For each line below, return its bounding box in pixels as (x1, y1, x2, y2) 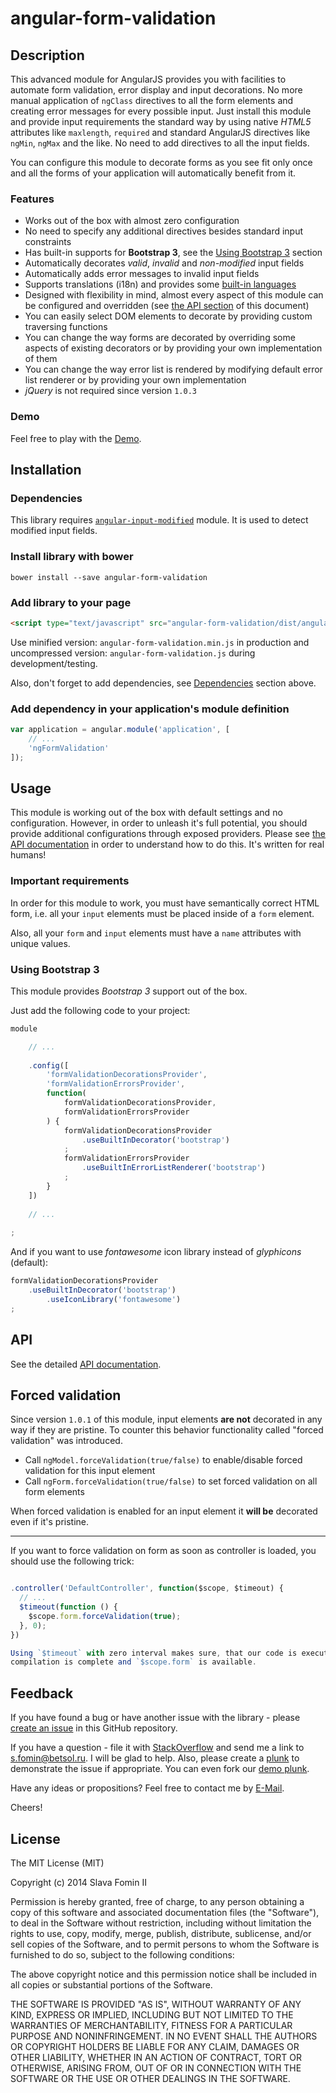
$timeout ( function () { (19, 1602, 118, 1612)
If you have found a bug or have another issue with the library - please (10, 1712, 301, 1724)
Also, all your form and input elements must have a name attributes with (10, 927, 302, 939)
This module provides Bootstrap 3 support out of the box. (10, 985, 248, 997)
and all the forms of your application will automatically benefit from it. (10, 167, 297, 179)
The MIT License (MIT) (10, 1857, 105, 1869)
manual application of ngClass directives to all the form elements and (10, 95, 294, 106)
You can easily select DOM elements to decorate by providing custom (24, 310, 313, 322)
